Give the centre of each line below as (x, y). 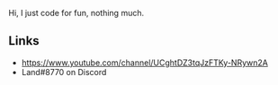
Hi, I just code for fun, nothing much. (76, 13)
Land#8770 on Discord (64, 72)
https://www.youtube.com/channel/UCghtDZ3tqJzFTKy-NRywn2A (145, 63)
